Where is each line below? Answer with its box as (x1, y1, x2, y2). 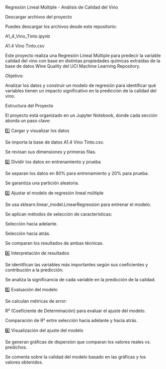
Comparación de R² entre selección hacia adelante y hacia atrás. (5, 318, 138, 323)
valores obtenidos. (5, 359, 43, 365)
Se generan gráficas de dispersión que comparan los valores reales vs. (5, 339, 151, 345)
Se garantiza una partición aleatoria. (5, 180, 80, 186)
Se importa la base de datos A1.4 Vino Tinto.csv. (5, 139, 104, 145)
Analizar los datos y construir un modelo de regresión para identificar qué (5, 82, 157, 88)
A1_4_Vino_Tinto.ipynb (5, 33, 51, 39)
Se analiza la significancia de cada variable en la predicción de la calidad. (5, 277, 156, 282)
